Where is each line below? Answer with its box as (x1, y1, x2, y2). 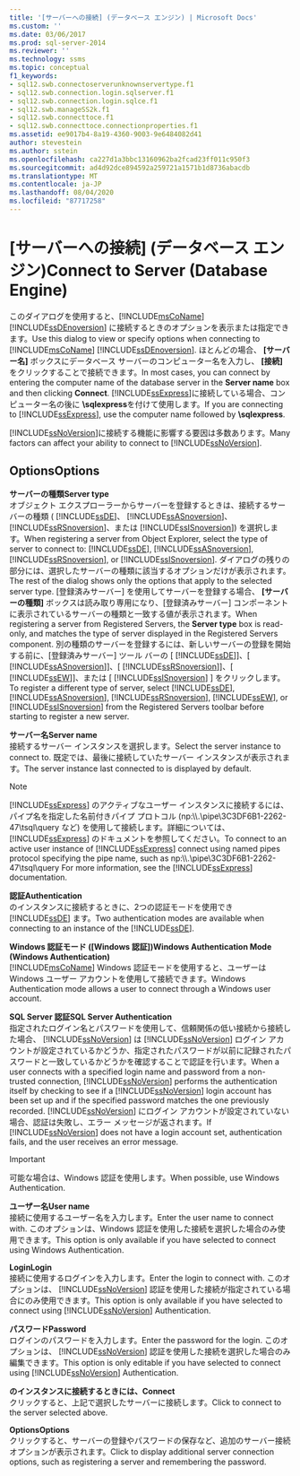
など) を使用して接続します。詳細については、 (61, 821, 230, 832)
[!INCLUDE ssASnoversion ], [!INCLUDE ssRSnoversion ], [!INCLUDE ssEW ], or (9, 691, 288, 702)
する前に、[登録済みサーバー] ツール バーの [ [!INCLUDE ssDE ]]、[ (9, 649, 251, 660)
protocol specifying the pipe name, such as (9, 853, 169, 864)
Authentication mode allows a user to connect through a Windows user (9, 983, 271, 994)
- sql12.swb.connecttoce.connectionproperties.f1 (9, 122, 199, 131)
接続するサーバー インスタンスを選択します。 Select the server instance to (9, 741, 281, 751)
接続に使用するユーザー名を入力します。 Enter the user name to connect (9, 1211, 274, 1222)
